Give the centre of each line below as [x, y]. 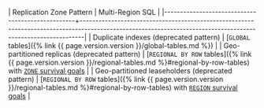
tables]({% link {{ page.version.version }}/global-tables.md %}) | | [115, 46]
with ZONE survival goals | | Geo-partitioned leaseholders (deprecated [120, 71]
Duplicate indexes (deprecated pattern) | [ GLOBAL [171, 37]
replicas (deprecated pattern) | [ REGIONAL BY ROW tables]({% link [149, 54]
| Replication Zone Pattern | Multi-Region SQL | [84, 12]
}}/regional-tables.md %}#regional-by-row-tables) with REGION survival [123, 88]
